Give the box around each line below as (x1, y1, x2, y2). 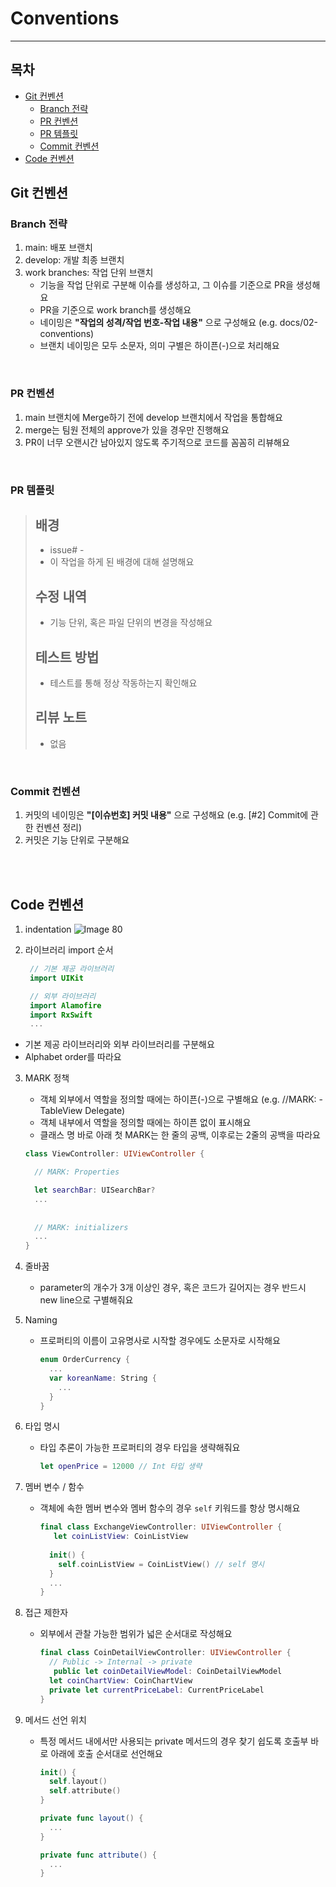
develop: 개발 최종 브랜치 (24, 254, 125, 266)
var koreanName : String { (48, 1373, 157, 1383)
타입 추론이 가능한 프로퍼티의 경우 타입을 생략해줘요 (39, 1442, 241, 1454)
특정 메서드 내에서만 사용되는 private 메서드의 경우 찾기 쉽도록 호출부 (39, 1735, 309, 1747)
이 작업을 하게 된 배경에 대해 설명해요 (49, 556, 195, 568)
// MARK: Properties (34, 1167, 120, 1177)
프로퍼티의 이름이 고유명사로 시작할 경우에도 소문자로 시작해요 (39, 1335, 281, 1347)
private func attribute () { (39, 1850, 157, 1860)
